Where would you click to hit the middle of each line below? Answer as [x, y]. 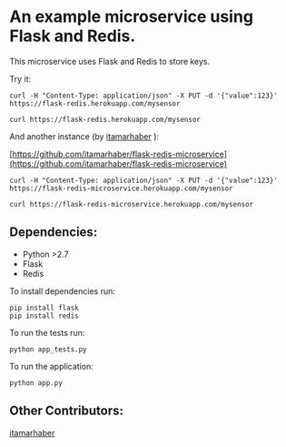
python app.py [36, 383]
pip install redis [44, 316]
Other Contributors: [67, 411]
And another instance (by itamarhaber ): [84, 136]
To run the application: [51, 366]
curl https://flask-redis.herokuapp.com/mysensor [105, 119]
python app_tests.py [49, 349]
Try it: [20, 78]
